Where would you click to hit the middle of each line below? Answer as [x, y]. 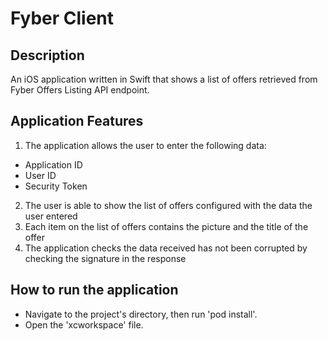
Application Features [77, 121]
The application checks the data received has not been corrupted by [166, 248]
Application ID [53, 164]
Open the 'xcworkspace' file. [84, 324]
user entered [51, 216]
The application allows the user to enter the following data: [145, 145]
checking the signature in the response [105, 258]
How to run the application [94, 290]
